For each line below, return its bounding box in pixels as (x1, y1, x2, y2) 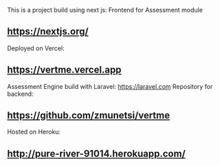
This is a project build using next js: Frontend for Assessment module (7, 6, 203, 14)
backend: (7, 90, 34, 98)
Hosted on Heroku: (7, 127, 60, 136)
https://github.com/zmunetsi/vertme (7, 110, 170, 121)
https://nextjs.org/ (7, 25, 89, 37)
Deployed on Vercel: (7, 44, 65, 52)
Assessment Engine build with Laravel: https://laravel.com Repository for (7, 82, 213, 90)
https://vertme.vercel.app (7, 64, 122, 76)
